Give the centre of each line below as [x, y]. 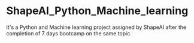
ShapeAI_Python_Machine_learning [97, 11]
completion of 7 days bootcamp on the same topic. [69, 33]
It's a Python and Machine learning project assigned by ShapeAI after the [96, 27]
